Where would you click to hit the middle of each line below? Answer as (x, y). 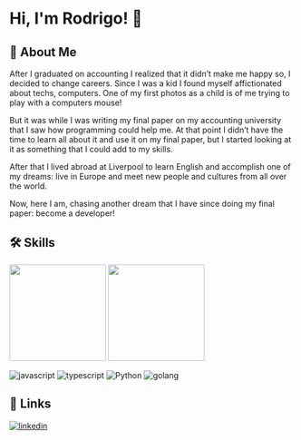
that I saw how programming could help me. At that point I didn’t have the (146, 130)
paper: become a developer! (62, 213)
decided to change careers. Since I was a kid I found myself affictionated (146, 83)
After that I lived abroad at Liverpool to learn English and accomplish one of (150, 166)
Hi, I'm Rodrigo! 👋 (76, 19)
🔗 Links (30, 404)
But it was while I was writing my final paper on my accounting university (146, 120)
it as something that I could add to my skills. (92, 149)
